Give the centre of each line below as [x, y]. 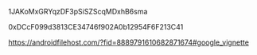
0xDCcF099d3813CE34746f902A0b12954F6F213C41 [96, 27]
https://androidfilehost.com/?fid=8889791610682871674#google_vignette [128, 42]
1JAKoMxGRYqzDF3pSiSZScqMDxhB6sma [78, 12]
